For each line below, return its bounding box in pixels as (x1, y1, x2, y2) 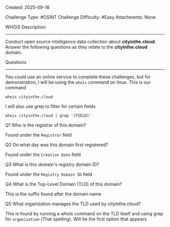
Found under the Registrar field (5, 132, 72, 138)
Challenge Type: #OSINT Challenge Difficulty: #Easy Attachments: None (5, 14, 156, 20)
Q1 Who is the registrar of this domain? (5, 122, 86, 128)
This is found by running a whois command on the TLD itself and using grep (5, 211, 163, 216)
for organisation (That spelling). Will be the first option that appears (5, 216, 147, 222)
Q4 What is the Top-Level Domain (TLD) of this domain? (5, 181, 122, 187)
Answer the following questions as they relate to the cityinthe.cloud (5, 44, 148, 50)
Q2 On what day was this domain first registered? (5, 142, 109, 148)
